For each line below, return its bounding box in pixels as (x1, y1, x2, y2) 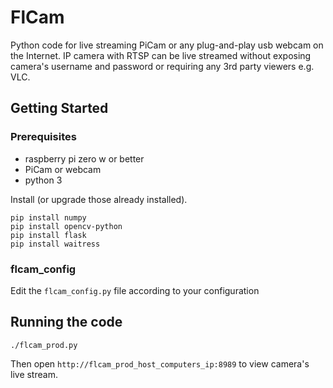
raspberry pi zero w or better (24, 152, 145, 165)
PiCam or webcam (24, 163, 102, 175)
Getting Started (10, 100, 109, 117)
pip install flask (10, 230, 87, 240)
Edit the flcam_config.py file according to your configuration (10, 284, 260, 296)
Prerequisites (10, 130, 77, 144)
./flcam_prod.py (10, 340, 78, 350)
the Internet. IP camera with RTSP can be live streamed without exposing (10, 49, 312, 61)
